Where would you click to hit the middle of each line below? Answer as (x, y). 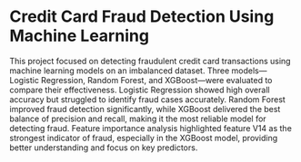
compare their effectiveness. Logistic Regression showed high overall (140, 90)
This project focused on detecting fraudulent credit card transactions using (150, 61)
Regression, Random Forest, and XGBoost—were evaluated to (156, 80)
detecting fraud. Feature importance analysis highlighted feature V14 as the (151, 128)
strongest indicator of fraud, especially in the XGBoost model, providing (144, 138)
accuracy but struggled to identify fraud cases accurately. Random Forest (148, 99)
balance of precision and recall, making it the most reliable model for (138, 119)
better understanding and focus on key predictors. (104, 148)
